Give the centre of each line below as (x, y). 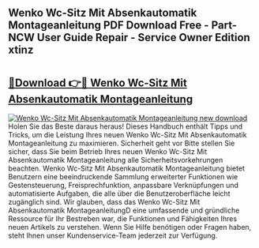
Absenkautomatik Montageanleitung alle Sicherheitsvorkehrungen (116, 160)
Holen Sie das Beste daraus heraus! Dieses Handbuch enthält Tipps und (126, 126)
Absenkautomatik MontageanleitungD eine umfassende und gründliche (124, 210)
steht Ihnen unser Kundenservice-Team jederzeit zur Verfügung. (113, 235)
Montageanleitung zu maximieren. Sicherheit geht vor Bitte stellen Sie (122, 143)
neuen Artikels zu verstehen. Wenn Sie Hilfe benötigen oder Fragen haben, (130, 227)
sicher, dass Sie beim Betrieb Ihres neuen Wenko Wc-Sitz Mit (108, 152)
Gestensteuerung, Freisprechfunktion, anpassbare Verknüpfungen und (123, 185)
